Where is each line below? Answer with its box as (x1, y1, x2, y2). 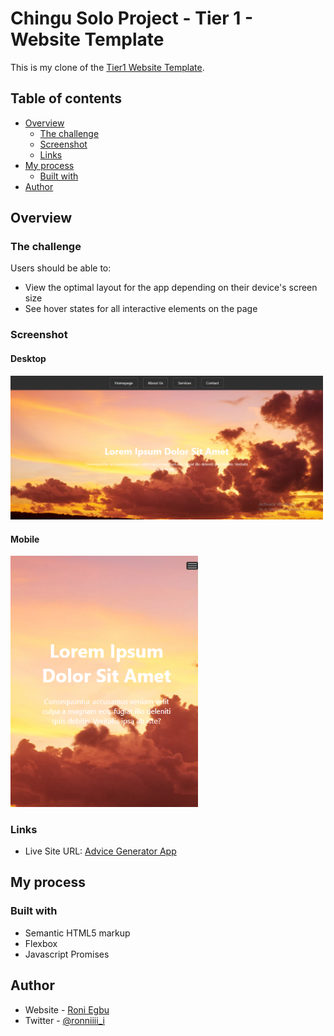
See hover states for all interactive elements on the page (24, 303, 258, 315)
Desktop (10, 352, 47, 364)
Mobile (10, 533, 40, 545)
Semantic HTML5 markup (24, 927, 131, 939)
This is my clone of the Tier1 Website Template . (10, 61, 205, 73)
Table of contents (10, 90, 122, 107)
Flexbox (24, 937, 58, 949)
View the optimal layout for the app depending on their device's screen (24, 282, 318, 294)
